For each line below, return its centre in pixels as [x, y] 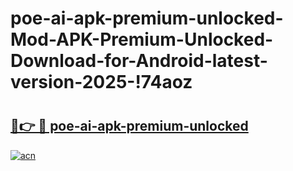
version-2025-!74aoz [101, 82]
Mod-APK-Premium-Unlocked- [142, 39]
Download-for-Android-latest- [139, 61]
